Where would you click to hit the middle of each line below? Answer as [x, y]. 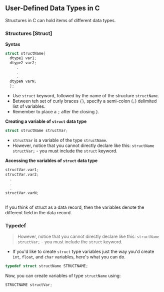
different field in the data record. [38, 213]
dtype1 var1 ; [23, 58]
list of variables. [29, 106]
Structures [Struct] [29, 33]
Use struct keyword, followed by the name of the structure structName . [86, 96]
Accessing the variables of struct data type [51, 161]
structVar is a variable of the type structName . [60, 140]
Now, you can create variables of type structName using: [63, 276]
